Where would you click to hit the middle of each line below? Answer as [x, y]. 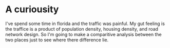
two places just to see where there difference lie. [57, 40]
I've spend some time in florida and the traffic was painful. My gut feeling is [85, 23]
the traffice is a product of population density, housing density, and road [82, 29]
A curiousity [32, 9]
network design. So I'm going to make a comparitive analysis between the [83, 34]
